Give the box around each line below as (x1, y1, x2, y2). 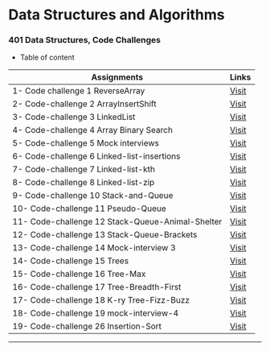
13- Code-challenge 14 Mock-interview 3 (12, 242, 176, 254)
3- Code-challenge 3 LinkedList (12, 111, 136, 122)
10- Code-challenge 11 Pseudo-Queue (12, 203, 166, 214)
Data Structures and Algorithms (8, 6, 225, 24)
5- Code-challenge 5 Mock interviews (12, 138, 159, 149)
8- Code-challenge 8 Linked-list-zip (12, 177, 155, 188)
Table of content (19, 52, 75, 62)
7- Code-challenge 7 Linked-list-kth (12, 163, 155, 175)
